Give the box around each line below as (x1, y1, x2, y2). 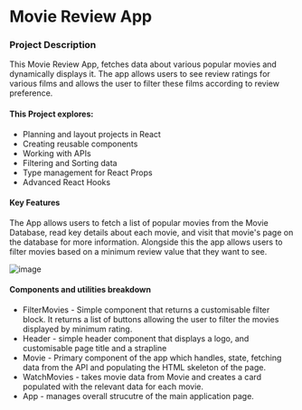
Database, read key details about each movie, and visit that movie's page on (9, 227, 294, 238)
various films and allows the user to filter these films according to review (9, 79, 280, 89)
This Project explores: (9, 108, 94, 119)
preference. (9, 88, 53, 98)
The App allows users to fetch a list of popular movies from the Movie (9, 217, 269, 228)
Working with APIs (22, 147, 92, 159)
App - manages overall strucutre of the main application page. (22, 391, 255, 402)
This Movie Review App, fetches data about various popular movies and (9, 59, 278, 70)
